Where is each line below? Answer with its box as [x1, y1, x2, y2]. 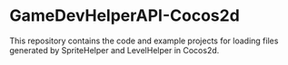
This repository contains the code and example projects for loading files [9, 35, 279, 46]
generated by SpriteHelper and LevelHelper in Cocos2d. [9, 44, 220, 55]
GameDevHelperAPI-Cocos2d [9, 5, 241, 26]
